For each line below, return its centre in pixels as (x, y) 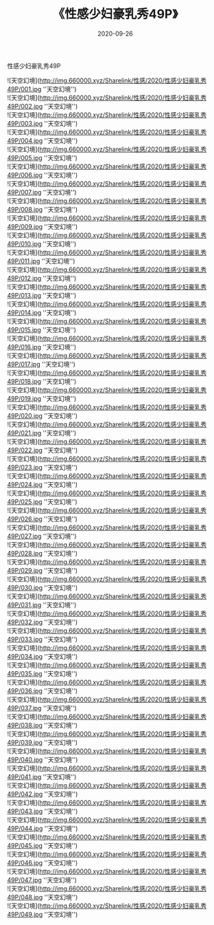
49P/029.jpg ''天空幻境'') (42, 570)
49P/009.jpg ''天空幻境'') (43, 226)
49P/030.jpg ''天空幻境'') (43, 587)
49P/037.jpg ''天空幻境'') (42, 708)
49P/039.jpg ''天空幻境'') (42, 742)
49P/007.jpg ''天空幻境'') (42, 192)
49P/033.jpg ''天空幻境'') (42, 639)
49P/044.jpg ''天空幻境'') (43, 828)
